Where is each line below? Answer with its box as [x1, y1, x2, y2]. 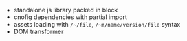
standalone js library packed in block [13, 6, 118, 14]
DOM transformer [13, 27, 64, 36]
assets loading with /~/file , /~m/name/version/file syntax [13, 20, 181, 28]
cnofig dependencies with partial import [13, 13, 127, 21]
